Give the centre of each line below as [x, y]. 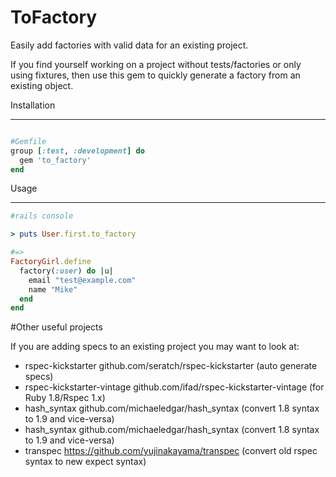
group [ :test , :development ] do [77, 151]
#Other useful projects [56, 327]
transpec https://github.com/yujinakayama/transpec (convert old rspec [171, 451]
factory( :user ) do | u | [66, 271]
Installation [33, 105]
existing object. [42, 85]
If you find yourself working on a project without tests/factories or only [156, 64]
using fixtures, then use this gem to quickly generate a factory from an [155, 75]
